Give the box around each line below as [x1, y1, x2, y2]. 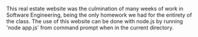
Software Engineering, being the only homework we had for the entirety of [6, 11, 193, 18]
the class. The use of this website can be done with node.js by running [6, 18, 183, 24]
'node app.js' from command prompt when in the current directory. [6, 24, 174, 31]
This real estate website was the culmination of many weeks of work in [6, 5, 183, 12]
